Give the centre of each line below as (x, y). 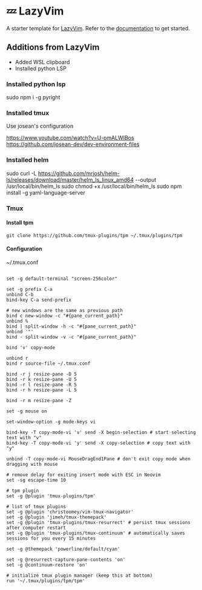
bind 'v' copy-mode (31, 347)
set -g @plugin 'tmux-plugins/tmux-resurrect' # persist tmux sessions (98, 522)
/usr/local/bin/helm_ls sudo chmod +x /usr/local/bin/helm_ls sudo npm (94, 186)
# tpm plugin (23, 491)
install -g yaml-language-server (46, 193)
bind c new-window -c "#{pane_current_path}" (64, 316)
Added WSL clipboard (42, 62)
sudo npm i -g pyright (33, 98)
